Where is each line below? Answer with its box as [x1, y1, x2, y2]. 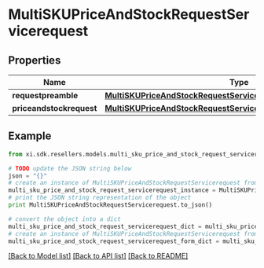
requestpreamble [12, 90, 79, 101]
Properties [8, 53, 61, 67]
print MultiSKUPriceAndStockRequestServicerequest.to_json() [8, 201, 213, 209]
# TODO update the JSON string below [8, 164, 132, 172]
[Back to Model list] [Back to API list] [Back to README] [8, 251, 189, 261]
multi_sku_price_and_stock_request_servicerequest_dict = [8, 222, 202, 230]
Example [8, 130, 52, 143]
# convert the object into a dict [8, 215, 122, 223]
